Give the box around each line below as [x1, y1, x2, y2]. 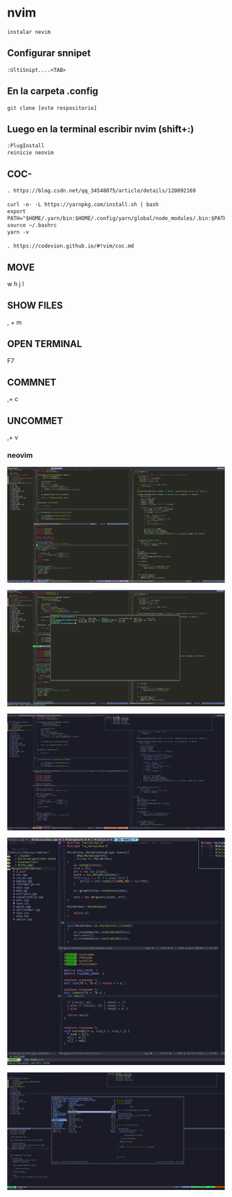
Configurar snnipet [7, 47, 91, 59]
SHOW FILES [7, 299, 64, 312]
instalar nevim [7, 28, 51, 35]
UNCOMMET [7, 415, 64, 427]
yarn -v [7, 229, 30, 236]
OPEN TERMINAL [7, 338, 83, 350]
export [7, 208, 26, 215]
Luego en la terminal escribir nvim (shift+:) [7, 123, 195, 135]
